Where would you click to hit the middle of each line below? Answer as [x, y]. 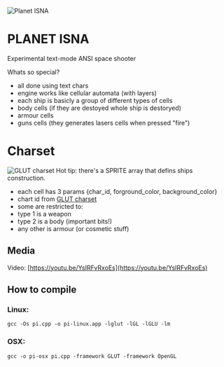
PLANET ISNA [48, 39]
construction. [26, 178]
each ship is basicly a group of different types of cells [95, 100]
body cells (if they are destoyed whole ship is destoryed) [99, 108]
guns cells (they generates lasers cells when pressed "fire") [104, 123]
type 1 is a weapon [44, 214]
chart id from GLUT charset [57, 199]
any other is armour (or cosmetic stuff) [73, 228]
